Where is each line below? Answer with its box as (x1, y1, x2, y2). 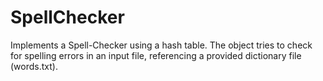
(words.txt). (10, 60, 58, 72)
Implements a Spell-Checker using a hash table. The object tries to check (10, 39, 313, 51)
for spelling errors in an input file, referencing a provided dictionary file (10, 49, 302, 61)
